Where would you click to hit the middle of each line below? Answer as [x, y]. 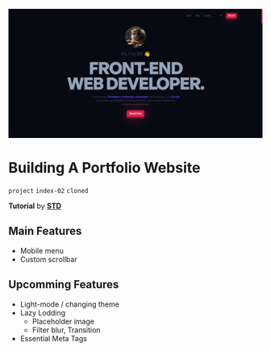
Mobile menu [42, 250]
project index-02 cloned [48, 190]
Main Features [45, 231]
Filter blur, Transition [66, 330]
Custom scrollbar [49, 259]
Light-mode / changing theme [69, 304]
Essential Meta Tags [53, 338]
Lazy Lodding [43, 312]
